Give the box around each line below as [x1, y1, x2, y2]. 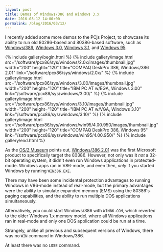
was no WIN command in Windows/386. [5, 233, 84, 239]
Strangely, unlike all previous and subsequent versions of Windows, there [5, 227, 153, 233]
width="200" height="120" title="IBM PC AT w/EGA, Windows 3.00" [5, 85, 142, 91]
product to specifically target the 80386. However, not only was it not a [5, 152, 149, 158]
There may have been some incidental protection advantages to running [5, 177, 151, 183]
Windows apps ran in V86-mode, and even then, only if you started [19, 163, 155, 169]
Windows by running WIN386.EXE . [5, 168, 71, 174]
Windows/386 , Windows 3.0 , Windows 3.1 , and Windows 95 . [5, 45, 127, 50]
